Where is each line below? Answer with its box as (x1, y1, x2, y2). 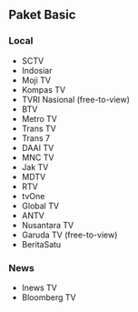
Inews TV (21, 282, 58, 293)
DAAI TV (21, 142, 54, 153)
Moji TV (21, 75, 52, 86)
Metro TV (21, 113, 58, 124)
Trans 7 (21, 132, 51, 144)
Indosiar (21, 65, 53, 75)
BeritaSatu (21, 238, 62, 249)
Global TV (21, 200, 60, 211)
